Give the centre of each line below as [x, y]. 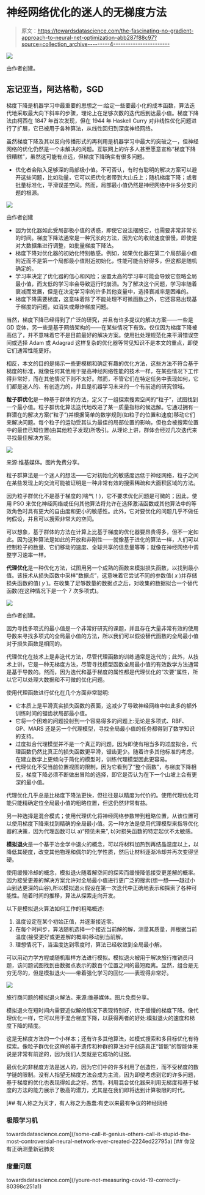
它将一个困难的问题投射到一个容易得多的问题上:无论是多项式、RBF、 [101, 721]
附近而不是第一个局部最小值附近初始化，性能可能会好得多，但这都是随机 [106, 260]
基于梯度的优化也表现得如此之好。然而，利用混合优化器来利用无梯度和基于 [100, 1082]
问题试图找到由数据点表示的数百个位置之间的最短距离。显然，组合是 [108, 965]
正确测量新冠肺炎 [33, 1149]
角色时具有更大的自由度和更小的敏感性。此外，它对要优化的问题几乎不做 [102, 511]
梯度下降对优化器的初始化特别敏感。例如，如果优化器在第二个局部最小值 [106, 253]
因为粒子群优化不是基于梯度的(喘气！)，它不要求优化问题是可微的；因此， [99, 496]
